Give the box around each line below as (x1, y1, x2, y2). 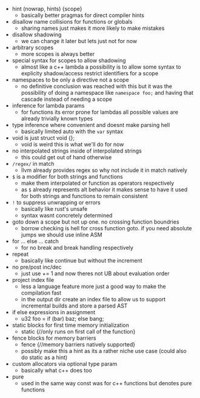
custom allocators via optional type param (12, 360, 118, 367)
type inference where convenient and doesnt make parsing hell (12, 122, 170, 128)
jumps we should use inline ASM (21, 231, 102, 238)
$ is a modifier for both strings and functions (12, 173, 123, 180)
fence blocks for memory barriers (12, 334, 96, 341)
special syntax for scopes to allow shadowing (12, 57, 126, 64)
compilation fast (21, 289, 62, 297)
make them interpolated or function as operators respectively (21, 179, 175, 187)
